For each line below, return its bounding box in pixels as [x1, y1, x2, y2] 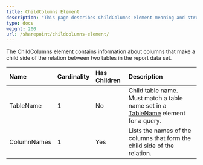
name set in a [128, 102, 167, 110]
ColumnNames [9, 138, 51, 146]
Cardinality [57, 73, 90, 81]
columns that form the [128, 134, 192, 143]
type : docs [6, 20, 34, 26]
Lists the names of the [128, 126, 192, 135]
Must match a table [128, 94, 183, 103]
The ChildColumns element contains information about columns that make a [6, 48, 195, 55]
